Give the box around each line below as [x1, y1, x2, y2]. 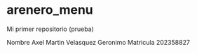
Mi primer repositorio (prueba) [6, 25, 94, 33]
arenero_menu [6, 2, 94, 18]
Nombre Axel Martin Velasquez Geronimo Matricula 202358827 [6, 38, 191, 46]
